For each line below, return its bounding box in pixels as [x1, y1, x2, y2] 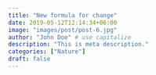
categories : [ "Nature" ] [8, 48, 86, 55]
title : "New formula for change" [8, 11, 118, 20]
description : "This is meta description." [8, 41, 149, 48]
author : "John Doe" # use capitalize [8, 33, 132, 41]
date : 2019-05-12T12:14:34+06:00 [8, 19, 118, 27]
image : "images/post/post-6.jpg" [8, 26, 118, 34]
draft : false [8, 55, 51, 63]
